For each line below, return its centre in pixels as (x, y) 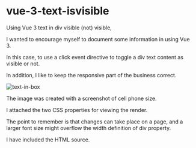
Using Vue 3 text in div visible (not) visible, (59, 28)
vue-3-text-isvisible (58, 11)
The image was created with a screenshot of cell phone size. (82, 98)
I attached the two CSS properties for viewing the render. (77, 110)
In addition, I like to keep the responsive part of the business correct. (91, 75)
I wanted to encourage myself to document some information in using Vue (98, 39)
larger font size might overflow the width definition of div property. (89, 128)
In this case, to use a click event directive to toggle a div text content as (95, 57)
